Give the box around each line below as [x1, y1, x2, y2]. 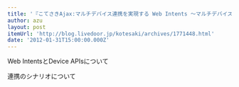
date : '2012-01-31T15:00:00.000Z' [7, 37, 110, 44]
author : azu [7, 17, 43, 24]
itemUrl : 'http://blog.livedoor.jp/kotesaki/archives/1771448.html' [7, 30, 215, 37]
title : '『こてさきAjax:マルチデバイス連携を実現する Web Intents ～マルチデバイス [7, 10, 233, 18]
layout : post [7, 23, 46, 30]
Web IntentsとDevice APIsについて [7, 57, 109, 66]
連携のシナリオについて [7, 72, 76, 81]
